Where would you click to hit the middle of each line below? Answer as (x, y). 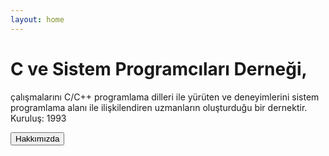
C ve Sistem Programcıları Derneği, (159, 68)
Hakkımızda (37, 138)
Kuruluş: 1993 (38, 118)
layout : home (37, 19)
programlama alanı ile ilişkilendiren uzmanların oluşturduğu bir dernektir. (159, 107)
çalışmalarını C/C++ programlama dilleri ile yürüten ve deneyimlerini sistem (165, 97)
